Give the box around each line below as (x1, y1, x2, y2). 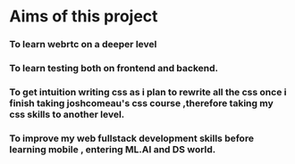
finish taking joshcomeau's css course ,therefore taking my (9, 96, 274, 109)
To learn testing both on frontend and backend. (9, 62, 219, 75)
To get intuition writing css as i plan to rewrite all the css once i (9, 86, 287, 98)
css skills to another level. (9, 108, 125, 120)
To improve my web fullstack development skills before (9, 132, 255, 144)
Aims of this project (9, 6, 158, 27)
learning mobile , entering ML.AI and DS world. (9, 143, 216, 155)
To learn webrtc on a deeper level (9, 38, 157, 51)
